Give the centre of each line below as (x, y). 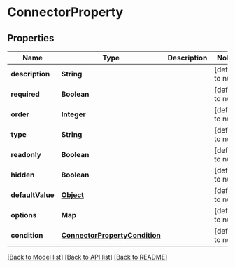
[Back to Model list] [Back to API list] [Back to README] (87, 257)
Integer (73, 114)
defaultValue (33, 195)
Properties (31, 38)
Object (72, 195)
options (24, 215)
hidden (23, 175)
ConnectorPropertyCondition (111, 235)
